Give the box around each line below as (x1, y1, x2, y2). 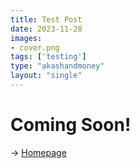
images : (10, 33, 43, 43)
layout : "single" (10, 71, 83, 81)
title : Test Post (10, 14, 83, 25)
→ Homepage (10, 146, 67, 158)
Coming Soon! (10, 114, 132, 136)
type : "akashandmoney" (10, 61, 105, 71)
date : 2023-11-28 (10, 24, 83, 34)
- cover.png (10, 42, 60, 53)
